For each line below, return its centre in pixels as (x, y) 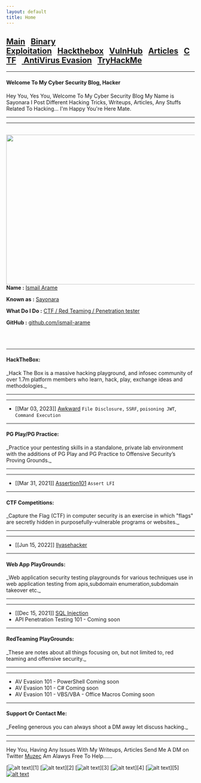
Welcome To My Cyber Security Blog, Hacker (63, 82)
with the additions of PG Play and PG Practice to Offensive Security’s (91, 454)
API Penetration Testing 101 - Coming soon (68, 619)
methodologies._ (27, 386)
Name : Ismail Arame (32, 288)
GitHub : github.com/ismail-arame (48, 322)
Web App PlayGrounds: (36, 564)
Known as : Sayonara (33, 299)
